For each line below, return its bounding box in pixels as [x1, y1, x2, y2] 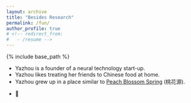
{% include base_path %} [6, 53, 70, 60]
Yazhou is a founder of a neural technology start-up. [14, 65, 146, 72]
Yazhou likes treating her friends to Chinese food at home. [14, 71, 160, 78]
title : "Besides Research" [6, 14, 74, 20]
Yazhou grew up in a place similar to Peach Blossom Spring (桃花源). [14, 78, 186, 85]
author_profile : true [6, 25, 61, 32]
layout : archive [6, 8, 47, 15]
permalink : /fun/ [6, 20, 50, 26]
